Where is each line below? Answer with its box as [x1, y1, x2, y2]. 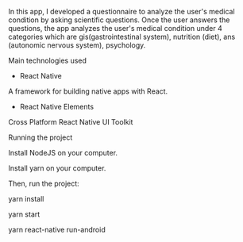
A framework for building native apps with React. [8, 86, 168, 96]
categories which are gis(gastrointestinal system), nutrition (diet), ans [8, 32, 236, 41]
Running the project [8, 133, 73, 142]
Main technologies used [8, 56, 87, 65]
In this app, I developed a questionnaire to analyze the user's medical [8, 7, 236, 16]
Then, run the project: [8, 179, 79, 188]
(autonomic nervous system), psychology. [8, 40, 146, 50]
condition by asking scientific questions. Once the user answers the [8, 15, 230, 25]
